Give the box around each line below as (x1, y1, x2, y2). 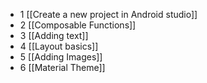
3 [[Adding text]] (19, 30, 89, 41)
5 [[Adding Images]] (19, 51, 103, 63)
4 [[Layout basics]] (19, 40, 99, 52)
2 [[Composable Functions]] (19, 19, 137, 31)
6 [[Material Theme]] (19, 62, 106, 73)
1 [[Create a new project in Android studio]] (19, 9, 198, 20)
